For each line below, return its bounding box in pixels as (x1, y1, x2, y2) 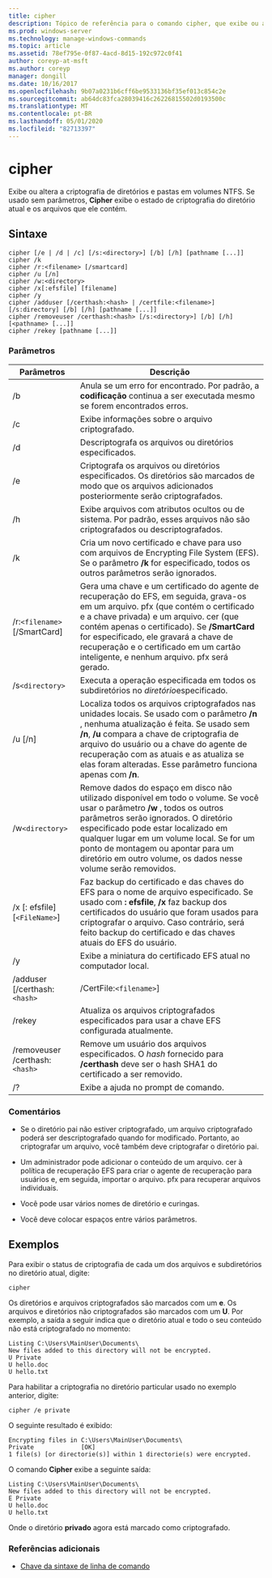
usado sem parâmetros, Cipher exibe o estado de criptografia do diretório (8, 195, 256, 205)
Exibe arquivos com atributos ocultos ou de (79, 503, 245, 514)
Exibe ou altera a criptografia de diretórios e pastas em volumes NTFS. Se (8, 186, 255, 196)
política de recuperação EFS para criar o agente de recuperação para (19, 1166, 253, 1175)
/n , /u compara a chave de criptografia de (79, 728, 239, 740)
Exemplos (8, 1238, 59, 1252)
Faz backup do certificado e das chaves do (79, 876, 244, 887)
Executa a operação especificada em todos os (79, 674, 257, 685)
